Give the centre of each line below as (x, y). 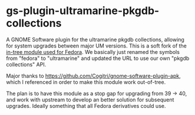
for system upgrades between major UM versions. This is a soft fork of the (97, 46)
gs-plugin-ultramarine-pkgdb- (83, 11)
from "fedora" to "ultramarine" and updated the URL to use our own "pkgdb (98, 58)
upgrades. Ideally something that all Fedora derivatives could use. (86, 106)
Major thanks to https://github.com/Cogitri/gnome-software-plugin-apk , (93, 76)
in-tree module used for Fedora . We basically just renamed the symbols (93, 52)
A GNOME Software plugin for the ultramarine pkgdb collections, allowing (95, 39)
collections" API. (26, 64)
